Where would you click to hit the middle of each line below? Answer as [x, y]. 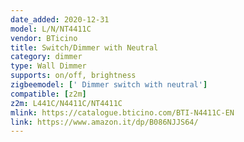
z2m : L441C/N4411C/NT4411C [66, 103]
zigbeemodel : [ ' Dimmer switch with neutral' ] [109, 85]
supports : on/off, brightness [73, 76]
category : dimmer [46, 57]
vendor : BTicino [44, 38]
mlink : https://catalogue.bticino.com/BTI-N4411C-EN [122, 112]
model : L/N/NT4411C [51, 29]
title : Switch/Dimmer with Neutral [84, 47]
